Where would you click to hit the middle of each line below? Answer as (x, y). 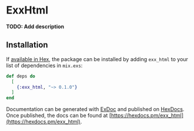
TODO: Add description (35, 26)
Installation (27, 45)
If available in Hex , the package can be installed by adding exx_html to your (97, 59)
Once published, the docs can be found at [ (59, 116)
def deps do (21, 76)
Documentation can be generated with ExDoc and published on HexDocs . (95, 109)
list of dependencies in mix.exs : (44, 65)
